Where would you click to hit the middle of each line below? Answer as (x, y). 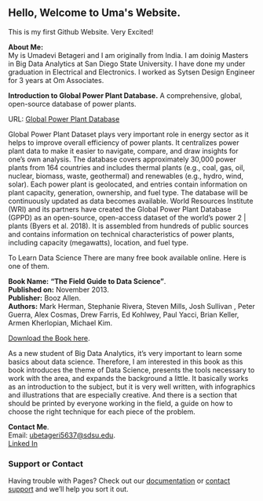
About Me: (26, 47)
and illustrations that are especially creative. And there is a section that (123, 394)
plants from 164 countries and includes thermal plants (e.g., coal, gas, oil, (127, 167)
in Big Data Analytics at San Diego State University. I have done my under (127, 64)
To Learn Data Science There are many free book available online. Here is (127, 257)
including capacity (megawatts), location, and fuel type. (98, 242)
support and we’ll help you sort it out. (68, 489)
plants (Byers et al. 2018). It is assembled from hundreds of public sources (128, 226)
